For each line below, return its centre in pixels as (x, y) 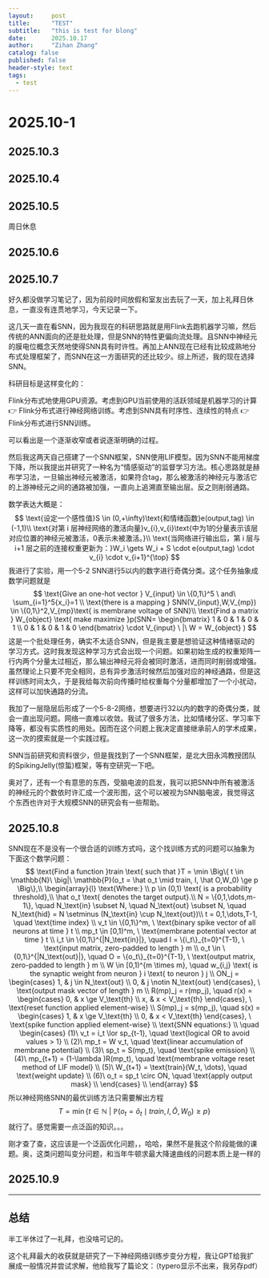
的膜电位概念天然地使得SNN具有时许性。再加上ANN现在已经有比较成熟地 (129, 347)
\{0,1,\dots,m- (234, 897)
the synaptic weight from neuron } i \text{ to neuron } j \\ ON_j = (134, 974)
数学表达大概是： (36, 504)
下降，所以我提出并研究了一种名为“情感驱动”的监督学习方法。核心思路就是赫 (134, 467)
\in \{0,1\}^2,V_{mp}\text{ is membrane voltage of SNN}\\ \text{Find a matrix (134, 611)
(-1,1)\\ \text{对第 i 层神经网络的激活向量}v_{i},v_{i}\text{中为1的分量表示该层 (134, 528)
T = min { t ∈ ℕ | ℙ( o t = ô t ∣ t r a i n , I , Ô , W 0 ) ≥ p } (134, 1112)
